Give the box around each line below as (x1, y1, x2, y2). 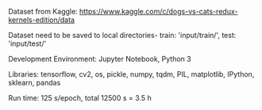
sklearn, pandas (8, 78, 61, 87)
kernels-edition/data (8, 15, 75, 25)
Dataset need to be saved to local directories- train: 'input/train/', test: (8, 31, 237, 40)
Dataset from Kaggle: (8, 7, 78, 16)
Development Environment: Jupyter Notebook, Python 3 (8, 55, 192, 63)
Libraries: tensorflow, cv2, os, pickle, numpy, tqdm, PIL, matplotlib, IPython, (8, 70, 255, 78)
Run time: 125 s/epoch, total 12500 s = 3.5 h (8, 93, 152, 102)
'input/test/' (8, 39, 47, 48)
